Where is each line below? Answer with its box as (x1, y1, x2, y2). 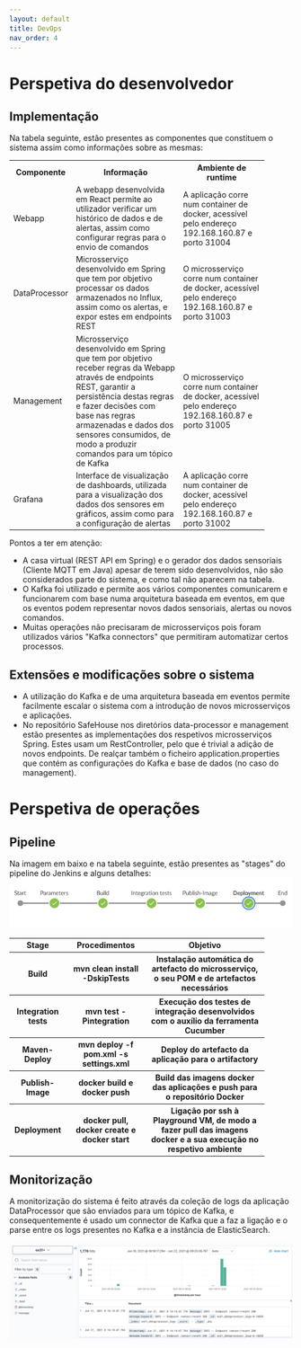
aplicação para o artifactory (151, 1053, 259, 1064)
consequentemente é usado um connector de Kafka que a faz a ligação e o (9, 1215, 288, 1226)
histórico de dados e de (75, 213, 164, 224)
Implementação (9, 109, 99, 124)
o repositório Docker (165, 1092, 244, 1103)
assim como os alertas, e (75, 302, 168, 313)
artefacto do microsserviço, (151, 963, 259, 974)
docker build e (77, 1077, 134, 1087)
